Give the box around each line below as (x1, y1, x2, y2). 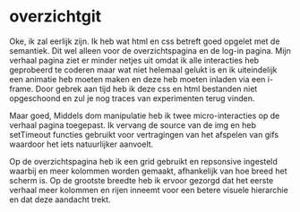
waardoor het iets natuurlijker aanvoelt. (9, 139, 154, 149)
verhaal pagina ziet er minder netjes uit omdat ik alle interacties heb (9, 55, 260, 65)
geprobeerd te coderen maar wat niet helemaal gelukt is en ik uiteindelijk (9, 64, 278, 75)
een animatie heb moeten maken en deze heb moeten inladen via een (9, 73, 266, 84)
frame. (9, 83, 34, 94)
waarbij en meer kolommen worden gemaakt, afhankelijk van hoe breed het (9, 165, 288, 176)
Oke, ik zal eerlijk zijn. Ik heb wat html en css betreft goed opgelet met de (9, 36, 280, 47)
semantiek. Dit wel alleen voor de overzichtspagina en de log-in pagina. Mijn (9, 45, 291, 55)
